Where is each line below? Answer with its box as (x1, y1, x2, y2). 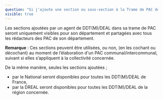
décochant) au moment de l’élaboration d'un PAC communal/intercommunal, (5, 50, 158, 56)
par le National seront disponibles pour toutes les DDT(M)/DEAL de (12, 74, 147, 80)
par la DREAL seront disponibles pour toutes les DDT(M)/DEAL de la (12, 84, 148, 90)
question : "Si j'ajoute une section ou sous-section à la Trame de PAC (5, 7, 153, 12)
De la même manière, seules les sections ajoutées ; (5, 64, 108, 70)
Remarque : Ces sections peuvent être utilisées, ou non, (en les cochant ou (5, 45, 156, 50)
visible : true (5, 12, 34, 17)
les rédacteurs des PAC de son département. (5, 35, 95, 41)
